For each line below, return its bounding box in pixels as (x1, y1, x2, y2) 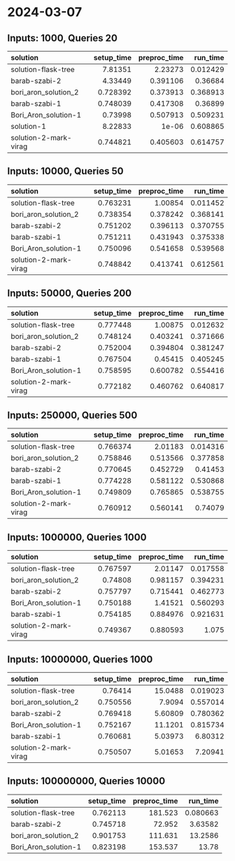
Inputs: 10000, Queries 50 (7, 165, 124, 177)
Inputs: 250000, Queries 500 (7, 409, 138, 421)
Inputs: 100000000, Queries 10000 (7, 775, 166, 787)
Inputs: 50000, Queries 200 (7, 288, 132, 300)
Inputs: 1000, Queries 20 (7, 32, 117, 44)
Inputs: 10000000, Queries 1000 (7, 653, 153, 665)
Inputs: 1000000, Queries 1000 (7, 531, 147, 543)
